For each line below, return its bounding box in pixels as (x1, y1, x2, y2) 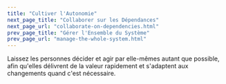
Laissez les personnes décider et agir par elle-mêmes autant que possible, (7, 54, 220, 63)
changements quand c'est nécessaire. (7, 70, 116, 78)
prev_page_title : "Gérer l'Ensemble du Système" (7, 29, 150, 36)
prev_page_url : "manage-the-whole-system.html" (7, 36, 147, 43)
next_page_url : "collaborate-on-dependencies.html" (7, 23, 159, 30)
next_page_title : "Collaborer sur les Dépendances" (7, 17, 159, 23)
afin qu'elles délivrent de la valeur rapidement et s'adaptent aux (7, 62, 189, 70)
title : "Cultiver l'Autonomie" (7, 10, 97, 17)
